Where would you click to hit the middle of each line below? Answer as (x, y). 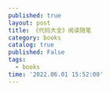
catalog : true (31, 45)
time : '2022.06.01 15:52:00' (56, 74)
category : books (35, 38)
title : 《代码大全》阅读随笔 (50, 30)
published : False (37, 52)
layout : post (29, 23)
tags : (17, 60)
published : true (35, 15)
